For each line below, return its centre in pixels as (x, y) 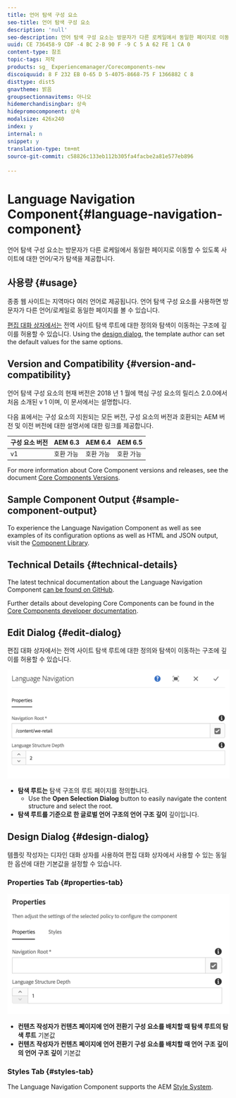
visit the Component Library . (49, 542)
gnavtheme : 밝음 (30, 89)
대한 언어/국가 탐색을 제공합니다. (70, 259)
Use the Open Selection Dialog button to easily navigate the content (127, 798)
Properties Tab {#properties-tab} (65, 882)
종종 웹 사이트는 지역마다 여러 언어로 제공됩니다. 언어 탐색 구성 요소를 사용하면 (114, 301)
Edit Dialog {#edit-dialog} (64, 632)
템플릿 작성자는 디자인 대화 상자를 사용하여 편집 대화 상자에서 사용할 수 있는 (111, 855)
